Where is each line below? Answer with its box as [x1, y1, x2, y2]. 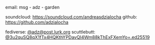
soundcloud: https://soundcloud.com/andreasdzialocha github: [5, 14, 137, 19]
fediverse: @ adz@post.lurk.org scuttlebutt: [5, 29, 96, 34]
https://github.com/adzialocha [5, 19, 69, 25]
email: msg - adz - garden [5, 4, 60, 10]
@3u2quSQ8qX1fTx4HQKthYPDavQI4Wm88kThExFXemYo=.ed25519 [5, 34, 150, 40]
